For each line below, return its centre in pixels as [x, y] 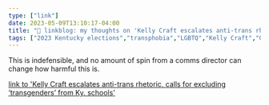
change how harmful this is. [54, 69]
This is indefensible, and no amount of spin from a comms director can [125, 60]
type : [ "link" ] [34, 16]
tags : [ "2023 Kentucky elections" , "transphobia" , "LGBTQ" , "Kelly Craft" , [132, 38]
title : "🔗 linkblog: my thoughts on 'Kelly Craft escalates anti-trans [130, 30]
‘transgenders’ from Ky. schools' [62, 93]
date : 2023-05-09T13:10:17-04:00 [64, 23]
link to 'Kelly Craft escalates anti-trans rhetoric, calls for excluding [117, 84]
